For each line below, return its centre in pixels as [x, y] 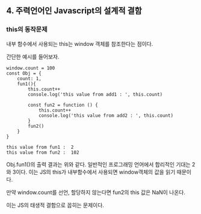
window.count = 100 [31, 68]
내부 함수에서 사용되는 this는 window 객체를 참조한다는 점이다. [80, 43]
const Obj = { [24, 73]
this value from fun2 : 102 [43, 153]
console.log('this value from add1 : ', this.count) [95, 94]
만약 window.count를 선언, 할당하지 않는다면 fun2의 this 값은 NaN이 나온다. [96, 192]
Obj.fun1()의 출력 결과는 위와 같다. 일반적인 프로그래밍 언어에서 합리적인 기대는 [98, 164]
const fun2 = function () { [63, 105]
